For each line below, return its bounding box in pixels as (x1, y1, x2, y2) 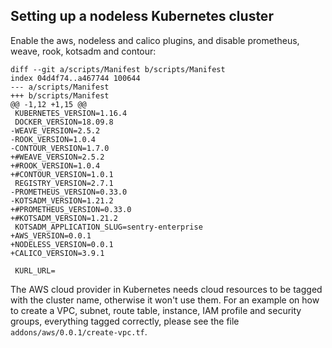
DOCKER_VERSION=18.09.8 (14, 117, 114, 127)
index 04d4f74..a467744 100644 (10, 73, 141, 83)
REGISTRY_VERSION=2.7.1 (14, 178, 114, 188)
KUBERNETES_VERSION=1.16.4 (14, 108, 128, 118)
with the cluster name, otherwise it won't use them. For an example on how (10, 294, 320, 306)
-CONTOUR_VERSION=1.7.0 (10, 143, 110, 153)
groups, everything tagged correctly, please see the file (10, 315, 240, 327)
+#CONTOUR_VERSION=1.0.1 (10, 169, 114, 179)
